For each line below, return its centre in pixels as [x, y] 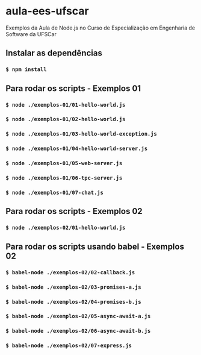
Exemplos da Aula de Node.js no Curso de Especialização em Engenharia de [100, 28]
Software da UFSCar [31, 34]
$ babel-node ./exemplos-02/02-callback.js [70, 272]
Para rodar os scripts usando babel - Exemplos [95, 246]
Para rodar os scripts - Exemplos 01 [73, 88]
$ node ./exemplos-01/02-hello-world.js [66, 119]
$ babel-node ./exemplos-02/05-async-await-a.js [78, 316]
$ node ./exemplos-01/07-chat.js [54, 193]
